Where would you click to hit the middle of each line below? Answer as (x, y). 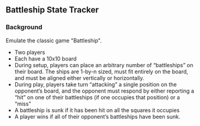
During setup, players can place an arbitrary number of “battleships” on (104, 65)
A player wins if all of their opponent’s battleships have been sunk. (97, 116)
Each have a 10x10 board (45, 58)
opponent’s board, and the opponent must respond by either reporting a (104, 91)
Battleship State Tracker (52, 10)
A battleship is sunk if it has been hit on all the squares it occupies (97, 110)
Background (24, 27)
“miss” (23, 104)
